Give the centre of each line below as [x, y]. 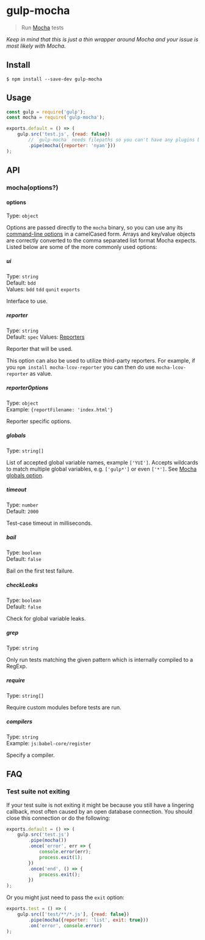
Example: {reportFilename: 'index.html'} [60, 410]
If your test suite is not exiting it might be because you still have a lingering [100, 805]
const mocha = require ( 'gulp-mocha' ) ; [56, 117]
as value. [41, 374]
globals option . [25, 475]
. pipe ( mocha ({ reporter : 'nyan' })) [72, 145]
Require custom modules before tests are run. [64, 707]
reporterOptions [27, 388]
